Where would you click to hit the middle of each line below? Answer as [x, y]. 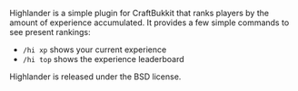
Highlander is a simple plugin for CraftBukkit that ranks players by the [139, 13]
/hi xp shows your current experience [94, 50]
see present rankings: [50, 32]
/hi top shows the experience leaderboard [103, 59]
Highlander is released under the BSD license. [95, 77]
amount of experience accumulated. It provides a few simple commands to [149, 23]
